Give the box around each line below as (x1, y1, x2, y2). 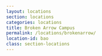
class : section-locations (6, 41, 70, 47)
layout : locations (6, 8, 51, 15)
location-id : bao (6, 36, 49, 41)
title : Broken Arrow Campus (6, 24, 75, 31)
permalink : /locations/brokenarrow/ (6, 30, 96, 36)
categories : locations (6, 19, 62, 25)
